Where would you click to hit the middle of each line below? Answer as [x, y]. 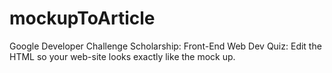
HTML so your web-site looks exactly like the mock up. [122, 56]
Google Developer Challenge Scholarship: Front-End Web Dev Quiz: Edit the [165, 46]
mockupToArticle [82, 18]
